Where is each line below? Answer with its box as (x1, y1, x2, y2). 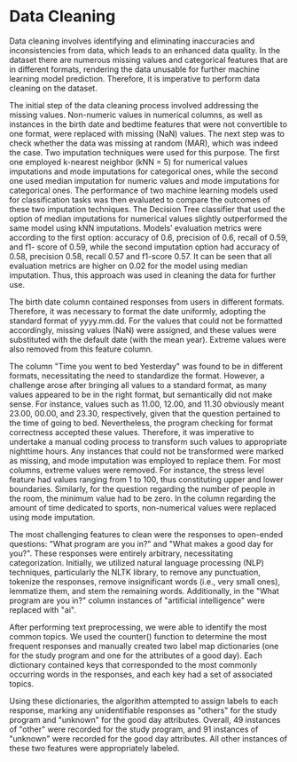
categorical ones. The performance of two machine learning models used (9, 185, 278, 195)
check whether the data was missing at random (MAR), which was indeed (9, 138, 278, 148)
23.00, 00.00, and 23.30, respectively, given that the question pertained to (9, 408, 281, 418)
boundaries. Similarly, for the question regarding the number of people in (9, 483, 276, 494)
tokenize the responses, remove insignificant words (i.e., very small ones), (9, 575, 281, 587)
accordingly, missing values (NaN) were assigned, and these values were (9, 324, 277, 335)
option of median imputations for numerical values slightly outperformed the (9, 213, 288, 224)
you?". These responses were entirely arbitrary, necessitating (9, 548, 233, 559)
